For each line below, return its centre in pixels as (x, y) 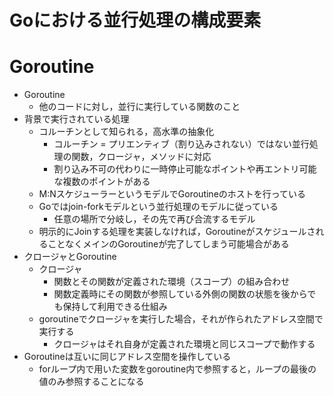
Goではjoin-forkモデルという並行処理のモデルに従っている (158, 207)
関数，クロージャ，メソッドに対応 (141, 157)
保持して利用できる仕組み (115, 307)
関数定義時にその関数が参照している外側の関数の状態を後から (180, 294)
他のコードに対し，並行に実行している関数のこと (139, 107)
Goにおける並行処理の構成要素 (135, 20)
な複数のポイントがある (102, 182)
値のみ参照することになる (91, 382)
